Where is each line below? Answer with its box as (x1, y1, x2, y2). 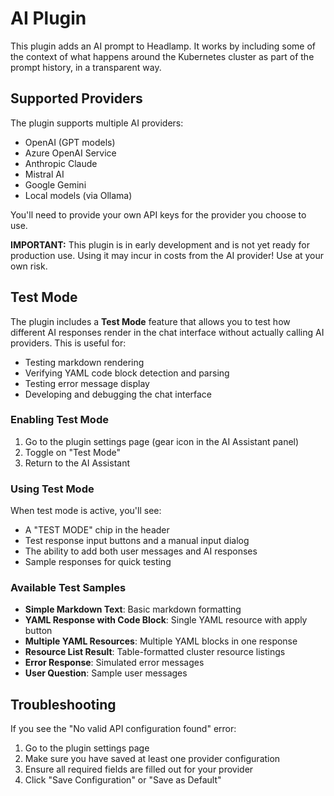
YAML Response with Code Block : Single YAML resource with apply (24, 614, 308, 626)
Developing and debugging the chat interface (24, 388, 213, 400)
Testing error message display (24, 377, 150, 389)
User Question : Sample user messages (24, 667, 188, 679)
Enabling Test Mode (10, 413, 109, 427)
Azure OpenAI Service (24, 147, 117, 159)
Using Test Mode (10, 482, 95, 496)
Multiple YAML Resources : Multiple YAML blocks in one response (24, 635, 298, 647)
